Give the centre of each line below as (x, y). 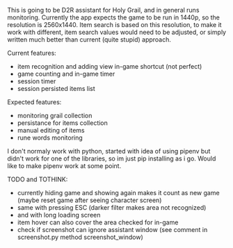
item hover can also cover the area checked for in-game (98, 222)
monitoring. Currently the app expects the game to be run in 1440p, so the (114, 17)
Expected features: (34, 102)
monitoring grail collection (55, 115)
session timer (37, 81)
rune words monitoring (50, 138)
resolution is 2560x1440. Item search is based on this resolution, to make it (114, 25)
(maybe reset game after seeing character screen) (89, 200)
